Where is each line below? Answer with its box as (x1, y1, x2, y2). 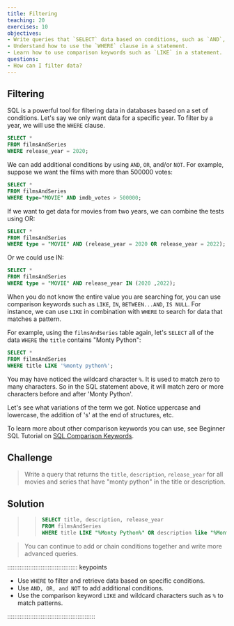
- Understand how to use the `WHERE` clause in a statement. (7, 43, 189, 50)
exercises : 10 (7, 23, 49, 30)
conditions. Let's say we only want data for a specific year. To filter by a (7, 114, 214, 122)
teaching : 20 (7, 17, 45, 24)
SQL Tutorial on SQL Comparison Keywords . (7, 431, 134, 440)
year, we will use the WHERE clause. (7, 121, 106, 130)
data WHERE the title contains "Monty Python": (7, 336, 141, 344)
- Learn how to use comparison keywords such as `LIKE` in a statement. (7, 50, 223, 57)
